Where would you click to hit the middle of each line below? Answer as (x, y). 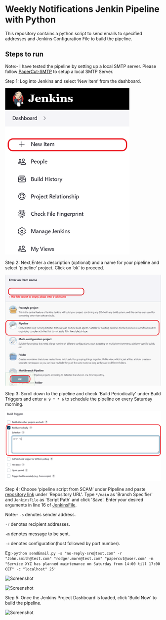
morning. (14, 404)
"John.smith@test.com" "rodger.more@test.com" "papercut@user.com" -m (79, 558)
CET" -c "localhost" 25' (31, 569)
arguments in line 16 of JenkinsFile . (41, 505)
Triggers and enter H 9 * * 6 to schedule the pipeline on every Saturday (79, 399)
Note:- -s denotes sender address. (41, 514)
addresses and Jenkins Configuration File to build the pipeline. (69, 39)
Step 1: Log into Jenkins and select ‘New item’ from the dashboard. (73, 81)
